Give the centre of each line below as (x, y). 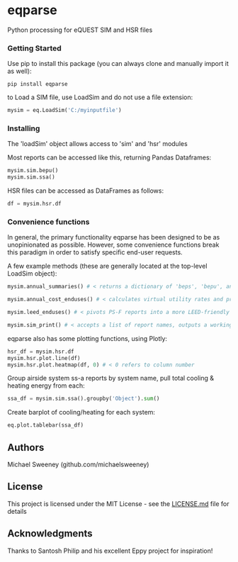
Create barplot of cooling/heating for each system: (81, 412)
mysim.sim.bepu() (33, 171)
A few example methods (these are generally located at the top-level (107, 266)
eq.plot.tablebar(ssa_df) (45, 425)
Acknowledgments (50, 534)
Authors (26, 448)
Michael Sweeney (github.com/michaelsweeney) (78, 465)
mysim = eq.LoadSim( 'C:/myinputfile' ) (64, 111)
